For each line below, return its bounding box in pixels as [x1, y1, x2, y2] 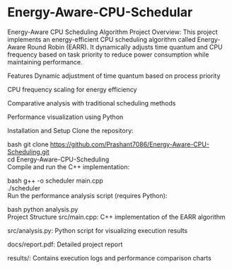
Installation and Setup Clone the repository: [7, 126, 134, 134]
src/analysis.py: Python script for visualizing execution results [7, 226, 188, 234]
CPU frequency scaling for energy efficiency [7, 85, 137, 93]
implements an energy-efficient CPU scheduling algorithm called [7, 35, 196, 43]
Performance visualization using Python [7, 113, 124, 121]
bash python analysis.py [7, 205, 79, 213]
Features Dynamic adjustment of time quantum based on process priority [7, 71, 221, 80]
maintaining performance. [7, 57, 83, 66]
